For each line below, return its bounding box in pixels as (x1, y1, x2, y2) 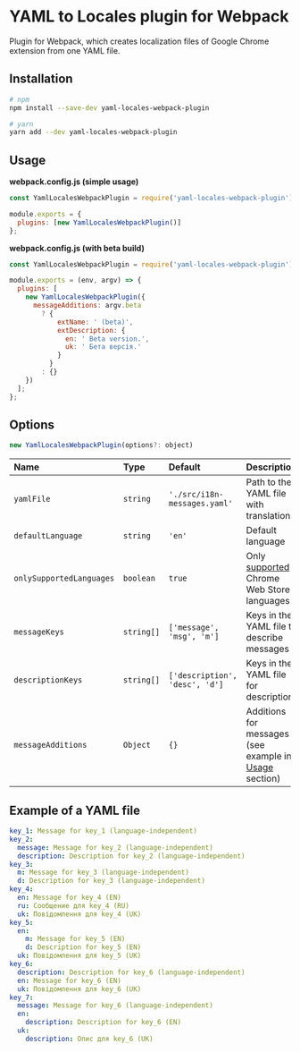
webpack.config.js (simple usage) (9, 176, 139, 187)
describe (246, 632, 284, 644)
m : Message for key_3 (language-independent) (17, 868, 190, 878)
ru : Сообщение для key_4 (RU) (17, 901, 129, 910)
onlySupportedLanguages (13, 573, 115, 583)
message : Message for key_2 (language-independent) (17, 843, 214, 852)
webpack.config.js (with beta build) (9, 242, 145, 253)
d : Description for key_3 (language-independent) (17, 877, 205, 886)
